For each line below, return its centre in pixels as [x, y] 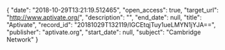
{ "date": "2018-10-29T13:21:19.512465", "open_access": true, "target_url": [113, 10]
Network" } [23, 40]
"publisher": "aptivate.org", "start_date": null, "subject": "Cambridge [104, 32]
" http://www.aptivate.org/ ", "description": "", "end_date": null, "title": [104, 17]
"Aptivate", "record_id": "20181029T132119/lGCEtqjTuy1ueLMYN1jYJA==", [111, 25]
